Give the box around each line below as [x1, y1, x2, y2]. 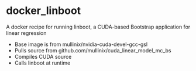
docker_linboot [6, 4, 81, 17]
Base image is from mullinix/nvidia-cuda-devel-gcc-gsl [14, 41, 148, 48]
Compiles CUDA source [14, 53, 72, 60]
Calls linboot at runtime [14, 59, 71, 66]
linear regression [6, 29, 47, 36]
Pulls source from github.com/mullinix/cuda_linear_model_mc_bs [14, 47, 171, 54]
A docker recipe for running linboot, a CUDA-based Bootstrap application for [6, 23, 191, 30]
